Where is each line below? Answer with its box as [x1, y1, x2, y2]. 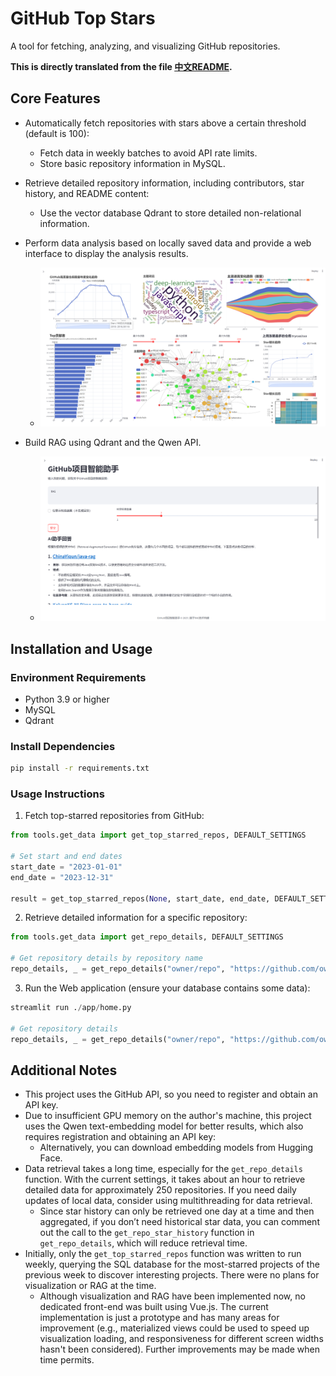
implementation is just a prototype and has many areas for [39, 1312, 280, 1324]
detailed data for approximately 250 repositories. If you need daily [24, 1184, 297, 1196]
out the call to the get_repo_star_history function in [39, 1227, 255, 1239]
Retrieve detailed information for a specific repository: [24, 912, 248, 924]
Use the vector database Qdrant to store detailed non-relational [39, 207, 302, 219]
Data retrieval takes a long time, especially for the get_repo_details [24, 1163, 303, 1175]
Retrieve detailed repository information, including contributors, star [24, 177, 305, 189]
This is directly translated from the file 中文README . [10, 60, 233, 72]
